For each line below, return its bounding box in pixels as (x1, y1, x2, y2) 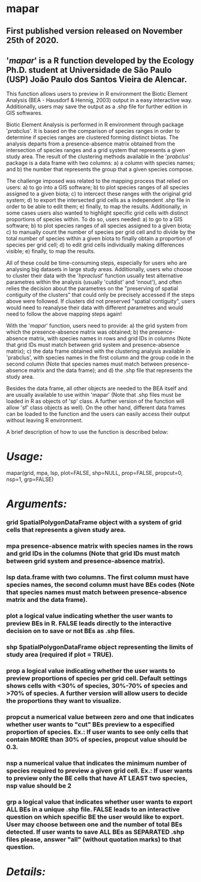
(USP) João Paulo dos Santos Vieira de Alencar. (6, 74, 187, 84)
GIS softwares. (6, 109, 43, 117)
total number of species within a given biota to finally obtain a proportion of (6, 235, 193, 242)
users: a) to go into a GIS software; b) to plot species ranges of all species (6, 184, 190, 191)
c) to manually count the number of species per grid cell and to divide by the (6, 228, 196, 236)
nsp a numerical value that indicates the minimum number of (6, 759, 187, 767)
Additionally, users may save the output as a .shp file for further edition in (6, 103, 188, 110)
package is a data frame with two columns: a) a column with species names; (6, 159, 195, 167)
